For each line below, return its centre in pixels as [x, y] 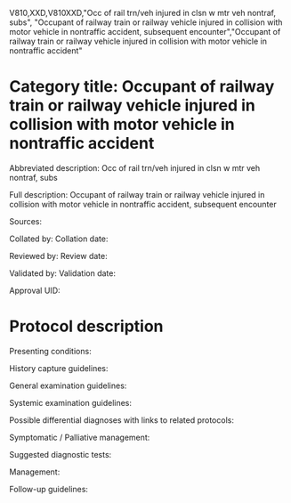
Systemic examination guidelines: [70, 402]
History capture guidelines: [59, 368]
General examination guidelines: [68, 385]
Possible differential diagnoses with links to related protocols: [121, 420]
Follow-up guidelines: [49, 489]
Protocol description [86, 326]
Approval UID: [35, 290]
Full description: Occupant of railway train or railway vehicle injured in [137, 194]
